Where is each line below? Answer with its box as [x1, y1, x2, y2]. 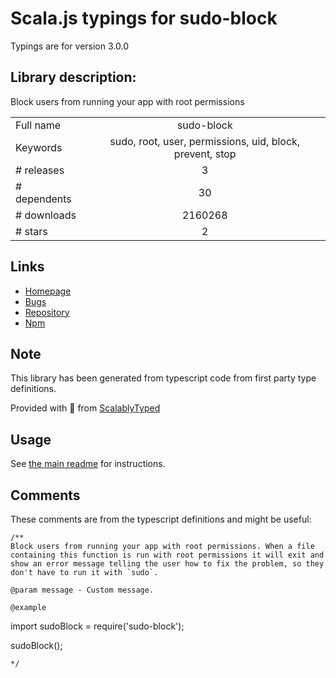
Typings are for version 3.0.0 [10, 40, 129, 52]
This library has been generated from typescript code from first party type [10, 372, 317, 384]
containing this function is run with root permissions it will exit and [10, 550, 325, 560]
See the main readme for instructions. [10, 458, 166, 470]
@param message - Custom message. [10, 585, 155, 595]
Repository [24, 306, 70, 318]
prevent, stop [173, 147, 237, 161]
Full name [15, 118, 62, 132]
